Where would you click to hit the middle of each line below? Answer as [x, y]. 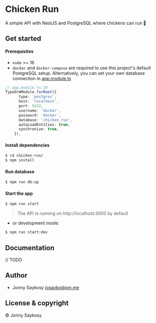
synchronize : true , [38, 129]
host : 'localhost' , [38, 101]
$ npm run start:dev [27, 232]
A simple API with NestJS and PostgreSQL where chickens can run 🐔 [76, 23]
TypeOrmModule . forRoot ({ [31, 92]
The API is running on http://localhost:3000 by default [73, 213]
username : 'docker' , [40, 111]
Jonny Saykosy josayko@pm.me [46, 287]
